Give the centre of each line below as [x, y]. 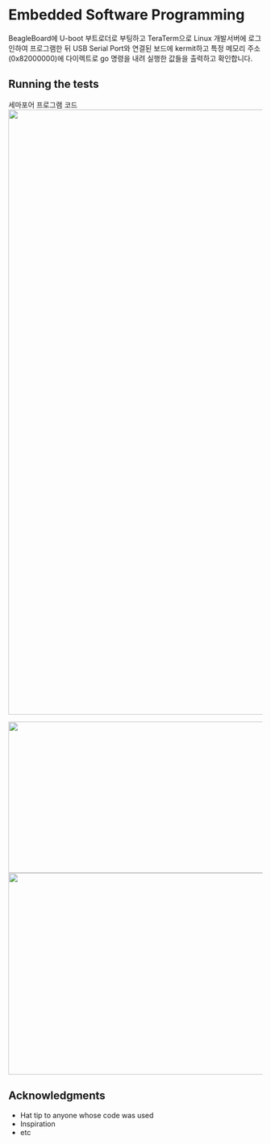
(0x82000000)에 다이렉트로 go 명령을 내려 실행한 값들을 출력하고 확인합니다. [131, 58]
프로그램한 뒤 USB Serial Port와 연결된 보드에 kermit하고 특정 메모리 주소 [145, 48]
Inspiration [38, 1124]
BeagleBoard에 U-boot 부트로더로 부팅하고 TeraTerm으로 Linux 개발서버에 [127, 38]
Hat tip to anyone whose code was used [87, 1115]
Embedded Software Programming [127, 15]
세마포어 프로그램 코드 [43, 104]
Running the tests [54, 84]
